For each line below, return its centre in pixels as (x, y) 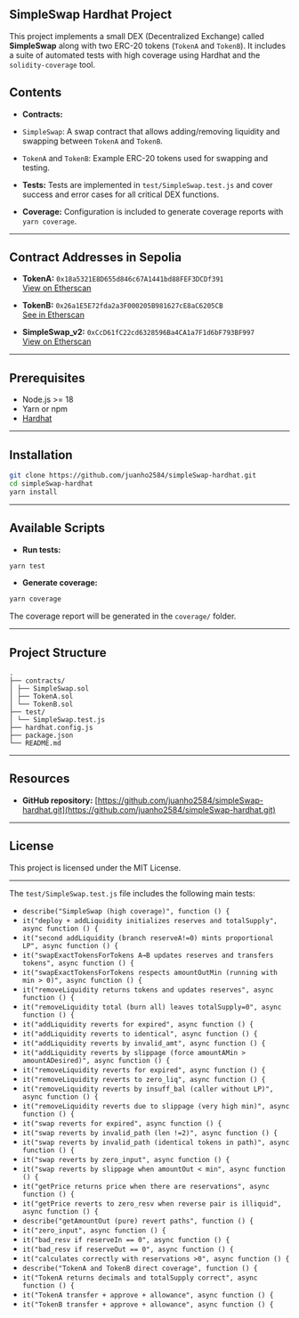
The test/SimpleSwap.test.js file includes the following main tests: (132, 893)
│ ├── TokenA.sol (41, 697)
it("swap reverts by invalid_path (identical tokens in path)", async (156, 1142)
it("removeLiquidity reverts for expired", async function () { (144, 1070)
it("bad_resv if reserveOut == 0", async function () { (128, 1249)
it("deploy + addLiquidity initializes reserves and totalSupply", (149, 921)
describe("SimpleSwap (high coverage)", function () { (126, 911)
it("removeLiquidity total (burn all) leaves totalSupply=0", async (152, 1007)
